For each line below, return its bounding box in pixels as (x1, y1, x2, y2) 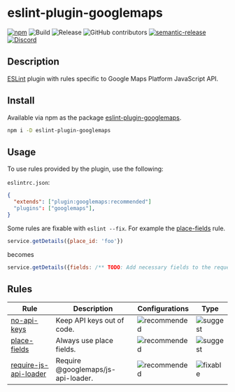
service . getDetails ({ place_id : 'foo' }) (7, 237, 124, 244)
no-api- (10, 316, 38, 325)
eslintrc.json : (7, 178, 50, 187)
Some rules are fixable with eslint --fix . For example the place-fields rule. (7, 224, 226, 232)
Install (7, 94, 35, 106)
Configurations (137, 304, 189, 314)
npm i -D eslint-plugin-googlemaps (7, 127, 111, 134)
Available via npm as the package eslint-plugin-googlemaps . (7, 113, 182, 122)
